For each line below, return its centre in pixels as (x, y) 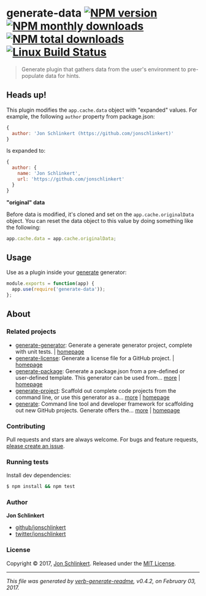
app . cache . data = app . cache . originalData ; (61, 238)
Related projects (31, 331)
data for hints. (63, 75)
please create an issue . (36, 446)
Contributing (26, 426)
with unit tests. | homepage (50, 351)
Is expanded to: (26, 151)
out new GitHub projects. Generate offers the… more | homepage (97, 410)
